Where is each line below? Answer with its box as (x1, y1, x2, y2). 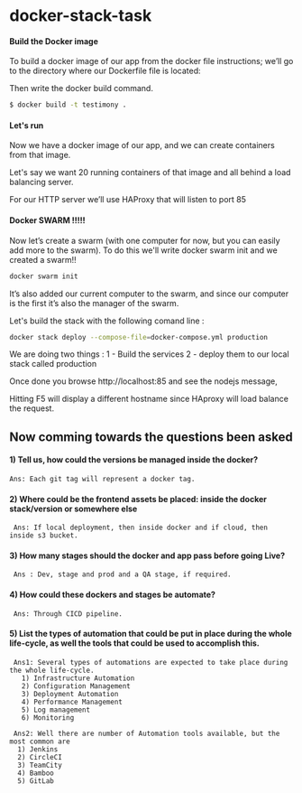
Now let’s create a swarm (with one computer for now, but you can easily (9, 235, 281, 246)
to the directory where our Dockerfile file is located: (9, 65, 201, 77)
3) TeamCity (17, 760, 63, 770)
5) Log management (21, 705, 91, 714)
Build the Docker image (9, 35, 99, 46)
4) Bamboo (17, 769, 54, 778)
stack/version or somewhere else (9, 503, 138, 514)
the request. (9, 403, 55, 414)
